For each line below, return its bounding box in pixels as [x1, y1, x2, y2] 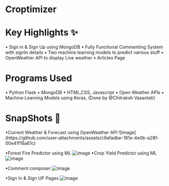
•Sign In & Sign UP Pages [5, 175, 59, 181]
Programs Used [5, 73, 72, 84]
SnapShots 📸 [5, 113, 61, 124]
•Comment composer [5, 165, 51, 171]
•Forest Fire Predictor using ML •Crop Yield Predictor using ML [5, 150, 157, 156]
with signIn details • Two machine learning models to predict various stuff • [5, 49, 164, 55]
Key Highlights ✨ [5, 27, 78, 39]
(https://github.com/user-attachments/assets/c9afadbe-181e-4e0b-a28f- [5, 135, 159, 141]
